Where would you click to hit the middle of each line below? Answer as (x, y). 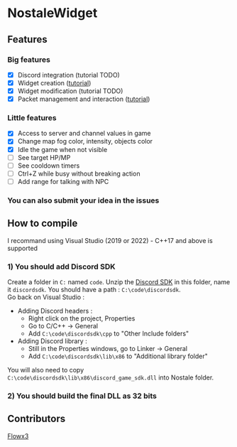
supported (22, 248)
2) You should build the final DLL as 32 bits (82, 396)
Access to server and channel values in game (84, 134)
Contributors (37, 419)
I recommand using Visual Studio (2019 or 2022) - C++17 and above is (110, 240)
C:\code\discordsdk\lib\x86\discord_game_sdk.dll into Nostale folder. (111, 377)
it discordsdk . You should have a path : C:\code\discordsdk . (94, 289)
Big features (29, 60)
